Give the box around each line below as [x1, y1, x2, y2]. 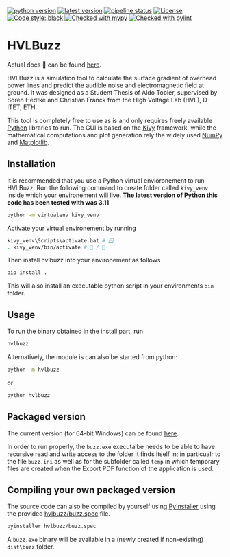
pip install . [7, 269, 48, 276]
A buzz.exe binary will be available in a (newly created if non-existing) [7, 536, 204, 544]
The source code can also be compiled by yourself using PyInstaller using [7, 502, 216, 511]
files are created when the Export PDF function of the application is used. [7, 464, 214, 473]
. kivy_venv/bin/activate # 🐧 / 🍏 [7, 244, 106, 251]
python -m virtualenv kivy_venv [7, 212, 99, 218]
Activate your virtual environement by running [7, 224, 137, 232]
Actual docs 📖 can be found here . [7, 60, 101, 69]
